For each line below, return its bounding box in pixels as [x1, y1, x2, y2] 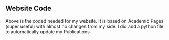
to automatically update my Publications [5, 28, 90, 35]
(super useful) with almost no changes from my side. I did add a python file [5, 23, 164, 29]
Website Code [5, 4, 52, 13]
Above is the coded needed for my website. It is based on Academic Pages [5, 17, 164, 24]
